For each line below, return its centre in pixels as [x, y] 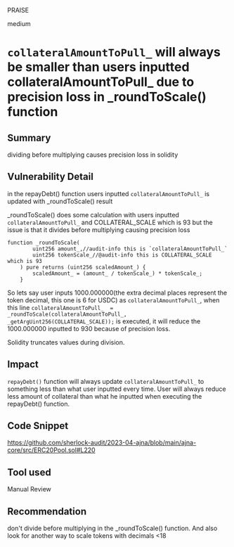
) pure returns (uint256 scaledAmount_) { [83, 267]
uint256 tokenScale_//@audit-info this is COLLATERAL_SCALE [122, 255]
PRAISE [18, 10]
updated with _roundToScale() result [60, 201]
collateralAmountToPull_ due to [101, 82]
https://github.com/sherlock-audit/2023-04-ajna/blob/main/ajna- [102, 443]
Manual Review [29, 489]
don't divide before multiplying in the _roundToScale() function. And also [112, 528]
